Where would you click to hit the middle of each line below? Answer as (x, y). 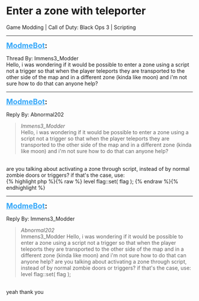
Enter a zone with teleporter (76, 11)
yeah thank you (25, 292)
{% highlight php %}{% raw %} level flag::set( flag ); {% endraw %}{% (92, 181)
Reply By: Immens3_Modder (41, 219)
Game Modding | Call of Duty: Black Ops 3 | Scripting (71, 27)
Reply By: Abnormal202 (35, 114)
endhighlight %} (26, 187)
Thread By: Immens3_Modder (42, 58)
